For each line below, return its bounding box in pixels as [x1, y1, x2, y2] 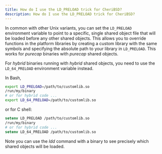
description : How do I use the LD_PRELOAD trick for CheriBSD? [5, 12, 135, 17]
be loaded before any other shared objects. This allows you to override [5, 35, 147, 41]
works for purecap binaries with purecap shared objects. [5, 51, 118, 56]
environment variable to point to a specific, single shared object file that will [5, 30, 156, 36]
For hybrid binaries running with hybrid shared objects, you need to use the [5, 60, 155, 66]
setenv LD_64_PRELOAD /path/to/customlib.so [5, 129, 96, 134]
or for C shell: [5, 106, 32, 112]
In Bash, [5, 75, 21, 81]
